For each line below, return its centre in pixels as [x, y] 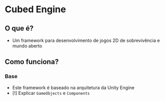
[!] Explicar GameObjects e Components [51, 93]
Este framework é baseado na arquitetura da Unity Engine [73, 87]
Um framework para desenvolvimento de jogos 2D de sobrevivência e [86, 40]
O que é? [19, 28]
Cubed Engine [35, 9]
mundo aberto [27, 46]
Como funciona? [32, 62]
